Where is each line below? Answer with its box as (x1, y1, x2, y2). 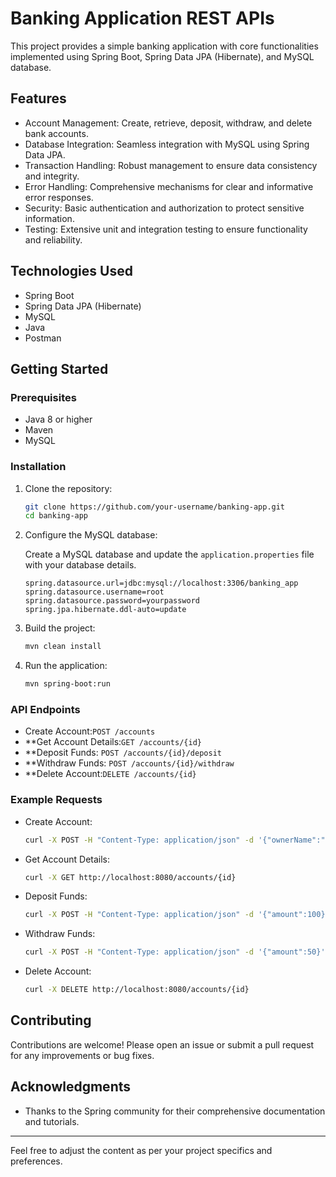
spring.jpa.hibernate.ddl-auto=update (24, 605, 187, 615)
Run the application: (24, 660, 108, 672)
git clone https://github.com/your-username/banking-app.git (24, 502, 286, 512)
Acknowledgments (10, 1078, 132, 1096)
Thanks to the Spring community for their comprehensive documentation (24, 1105, 326, 1117)
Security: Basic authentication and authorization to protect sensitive (24, 202, 305, 214)
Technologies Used (10, 263, 133, 280)
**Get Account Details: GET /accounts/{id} (24, 736, 202, 748)
